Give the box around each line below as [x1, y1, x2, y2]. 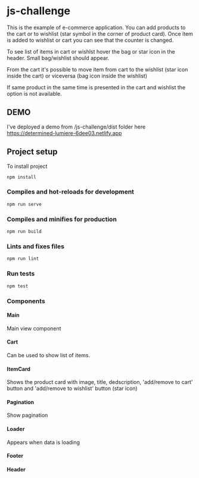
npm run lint [7, 256, 39, 262]
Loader [7, 426, 25, 433]
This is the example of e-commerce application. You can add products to [7, 24, 186, 31]
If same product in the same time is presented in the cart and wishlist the [7, 83, 186, 90]
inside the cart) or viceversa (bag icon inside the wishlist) [7, 72, 148, 79]
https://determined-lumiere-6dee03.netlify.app [7, 129, 122, 136]
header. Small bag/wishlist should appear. [7, 54, 110, 61]
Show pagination [7, 412, 48, 419]
